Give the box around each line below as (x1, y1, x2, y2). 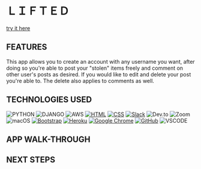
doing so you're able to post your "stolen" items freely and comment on (6, 64, 184, 72)
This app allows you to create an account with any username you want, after (6, 58, 195, 65)
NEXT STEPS (6, 155, 56, 165)
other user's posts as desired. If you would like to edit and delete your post (6, 70, 191, 78)
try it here (6, 24, 31, 32)
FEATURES (6, 42, 47, 52)
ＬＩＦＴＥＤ (6, 4, 70, 18)
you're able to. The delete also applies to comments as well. (6, 77, 155, 84)
